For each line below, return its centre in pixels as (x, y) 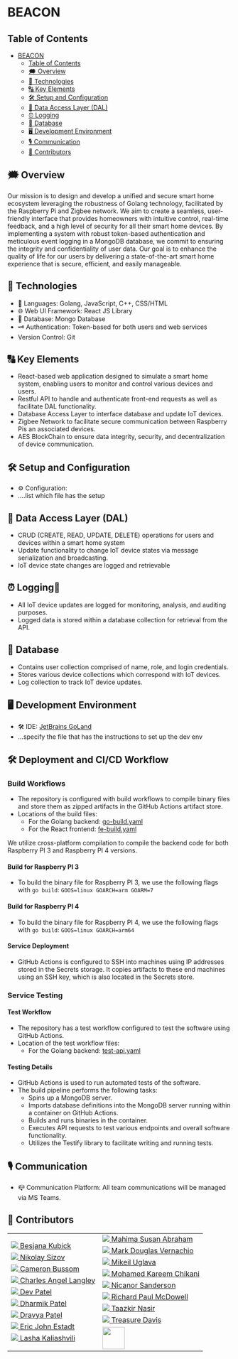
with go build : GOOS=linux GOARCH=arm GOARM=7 (86, 890)
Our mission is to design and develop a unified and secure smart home (111, 195)
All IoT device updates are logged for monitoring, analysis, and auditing (122, 605)
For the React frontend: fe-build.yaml (82, 829)
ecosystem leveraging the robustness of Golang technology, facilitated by (115, 203)
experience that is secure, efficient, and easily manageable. (95, 264)
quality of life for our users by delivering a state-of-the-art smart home (111, 256)
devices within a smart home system (71, 543)
